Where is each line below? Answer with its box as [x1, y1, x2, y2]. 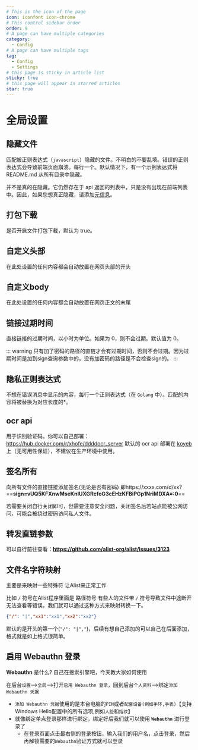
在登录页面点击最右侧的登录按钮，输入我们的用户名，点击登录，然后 [23, 730, 190, 737]
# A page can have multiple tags [6, 48, 89, 54]
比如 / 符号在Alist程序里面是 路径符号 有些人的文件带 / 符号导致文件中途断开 [6, 594, 192, 601]
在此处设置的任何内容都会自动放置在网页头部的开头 [6, 263, 131, 270]
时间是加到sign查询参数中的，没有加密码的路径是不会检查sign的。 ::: [11, 355, 178, 362]
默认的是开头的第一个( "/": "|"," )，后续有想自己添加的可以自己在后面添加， [6, 625, 193, 632]
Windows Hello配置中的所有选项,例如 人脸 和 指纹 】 [14, 707, 133, 714]
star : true [6, 86, 33, 92]
